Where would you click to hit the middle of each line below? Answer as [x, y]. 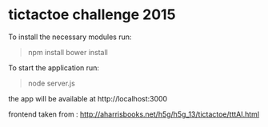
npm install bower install [68, 52]
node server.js [52, 83]
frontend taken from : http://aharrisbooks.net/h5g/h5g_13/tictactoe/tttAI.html [134, 114]
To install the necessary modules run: [70, 37]
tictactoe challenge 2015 [92, 15]
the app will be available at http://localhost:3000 [88, 98]
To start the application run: [54, 67]
